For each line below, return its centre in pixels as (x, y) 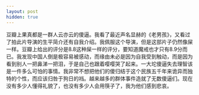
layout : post (22, 11)
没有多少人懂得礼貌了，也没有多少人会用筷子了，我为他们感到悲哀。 (89, 86)
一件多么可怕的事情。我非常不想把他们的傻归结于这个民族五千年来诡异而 (99, 71)
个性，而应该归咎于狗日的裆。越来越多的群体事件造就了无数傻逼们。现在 (105, 78)
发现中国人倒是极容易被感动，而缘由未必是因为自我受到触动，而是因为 (107, 56)
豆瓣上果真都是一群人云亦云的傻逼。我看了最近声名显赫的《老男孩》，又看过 (98, 34)
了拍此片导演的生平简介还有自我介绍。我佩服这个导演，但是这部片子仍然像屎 (99, 42)
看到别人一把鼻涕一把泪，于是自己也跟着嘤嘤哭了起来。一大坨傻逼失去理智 (97, 64)
